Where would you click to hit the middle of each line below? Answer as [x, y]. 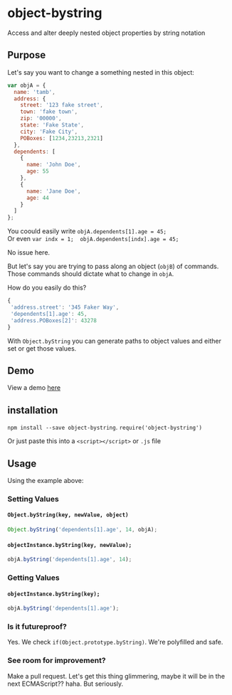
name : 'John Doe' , [53, 165]
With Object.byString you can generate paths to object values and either [115, 341]
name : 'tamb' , [35, 92]
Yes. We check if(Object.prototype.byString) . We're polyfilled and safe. [115, 642]
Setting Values [33, 499]
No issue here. [29, 253]
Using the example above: [46, 480]
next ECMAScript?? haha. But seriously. [65, 684]
